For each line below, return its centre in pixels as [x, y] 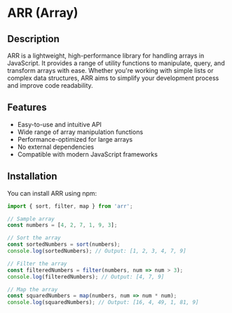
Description [33, 39]
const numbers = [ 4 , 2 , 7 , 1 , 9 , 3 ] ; [62, 225]
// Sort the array [34, 238]
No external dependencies [56, 147]
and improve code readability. [50, 85]
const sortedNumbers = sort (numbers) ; [64, 245]
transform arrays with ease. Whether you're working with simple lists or [110, 71]
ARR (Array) [43, 13]
